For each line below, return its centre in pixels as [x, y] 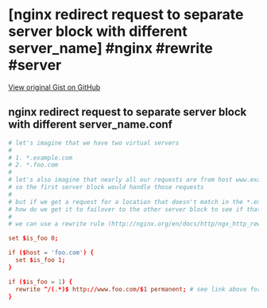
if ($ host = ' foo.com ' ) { [51, 253]
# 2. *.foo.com [33, 165]
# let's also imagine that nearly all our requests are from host [120, 180]
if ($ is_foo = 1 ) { [41, 282]
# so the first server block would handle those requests [106, 187]
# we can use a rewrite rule [56, 224]
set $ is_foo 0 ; [33, 239]
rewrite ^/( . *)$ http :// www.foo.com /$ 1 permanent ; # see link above [131, 289]
